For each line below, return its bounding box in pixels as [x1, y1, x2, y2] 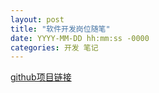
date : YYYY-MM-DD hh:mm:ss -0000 [10, 33, 150, 43]
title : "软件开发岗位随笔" [10, 24, 111, 34]
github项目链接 [10, 71, 72, 83]
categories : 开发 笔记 [10, 42, 99, 53]
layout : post [10, 14, 65, 25]
